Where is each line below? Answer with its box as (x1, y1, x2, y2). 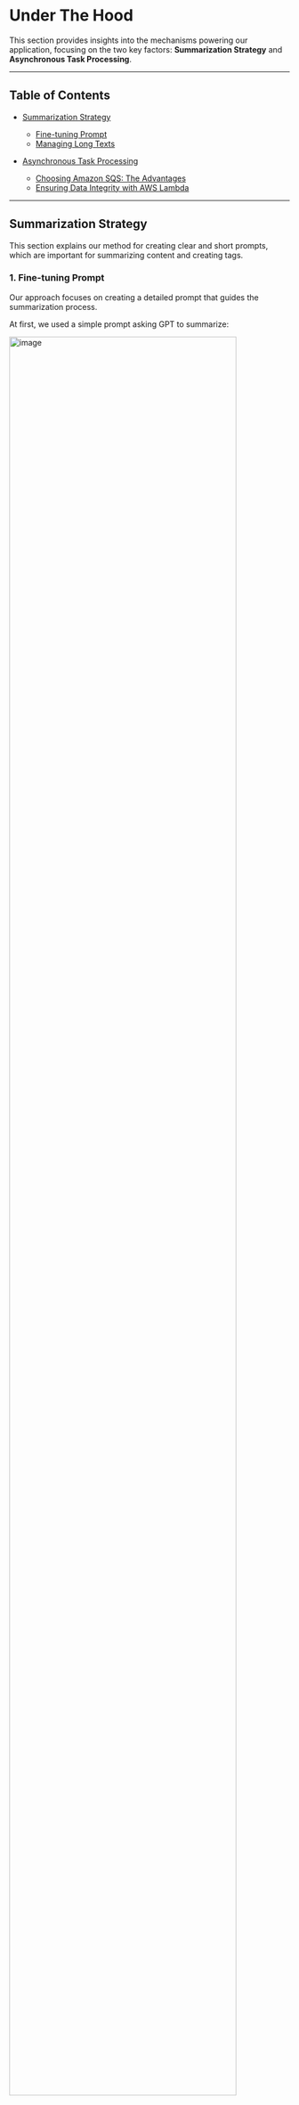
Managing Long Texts (35, 138, 116, 149)
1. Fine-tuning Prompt (9, 272, 105, 284)
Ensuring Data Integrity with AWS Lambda (35, 182, 190, 192)
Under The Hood (9, 5, 133, 26)
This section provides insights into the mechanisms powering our (9, 35, 248, 45)
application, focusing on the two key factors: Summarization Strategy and (9, 44, 283, 54)
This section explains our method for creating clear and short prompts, (9, 240, 269, 250)
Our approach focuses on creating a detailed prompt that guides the (9, 291, 260, 303)
